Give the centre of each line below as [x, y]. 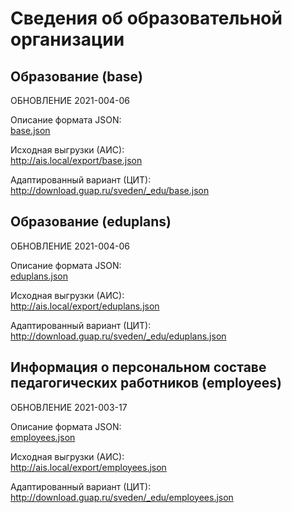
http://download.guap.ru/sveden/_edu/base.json [110, 190]
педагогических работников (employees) [146, 383]
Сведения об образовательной [146, 18]
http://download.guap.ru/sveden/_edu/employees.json [122, 497]
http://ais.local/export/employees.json [88, 467]
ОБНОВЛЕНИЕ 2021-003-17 [69, 407]
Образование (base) [77, 76]
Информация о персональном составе [138, 367]
